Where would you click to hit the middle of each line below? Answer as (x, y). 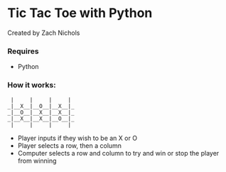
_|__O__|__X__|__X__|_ (41, 112)
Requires (23, 51)
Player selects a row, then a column (70, 145)
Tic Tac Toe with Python (80, 13)
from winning (37, 161)
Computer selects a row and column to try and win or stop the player (118, 153)
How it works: (32, 85)
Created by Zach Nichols (44, 33)
